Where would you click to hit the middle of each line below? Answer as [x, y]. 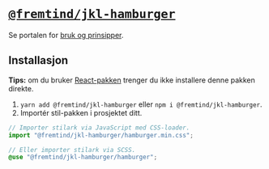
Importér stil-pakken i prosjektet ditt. [81, 112]
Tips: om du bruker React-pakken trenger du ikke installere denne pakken [132, 80]
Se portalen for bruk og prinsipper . [66, 35]
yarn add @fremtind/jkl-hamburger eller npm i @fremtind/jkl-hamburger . [141, 104]
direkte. [21, 88]
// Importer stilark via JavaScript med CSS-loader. [99, 128]
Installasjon [38, 60]
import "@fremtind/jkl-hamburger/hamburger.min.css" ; [101, 135]
